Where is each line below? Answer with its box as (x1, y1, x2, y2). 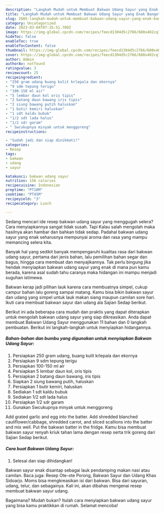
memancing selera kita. (5, 239, 53, 245)
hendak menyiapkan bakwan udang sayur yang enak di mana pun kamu (5, 264, 150, 270)
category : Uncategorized (5, 20, 56, 26)
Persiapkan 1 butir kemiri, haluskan (12, 384, 82, 389)
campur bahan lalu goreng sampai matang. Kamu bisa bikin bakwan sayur (5, 289, 154, 295)
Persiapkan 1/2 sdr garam (12, 399, 64, 405)
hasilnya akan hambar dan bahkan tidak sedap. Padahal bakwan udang (5, 229, 148, 235)
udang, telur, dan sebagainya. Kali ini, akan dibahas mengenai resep (5, 483, 142, 489)
